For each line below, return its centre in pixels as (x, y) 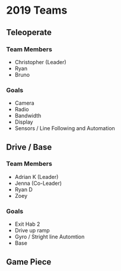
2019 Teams (37, 10)
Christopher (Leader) (40, 62)
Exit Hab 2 (27, 224)
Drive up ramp (32, 231)
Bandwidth (28, 116)
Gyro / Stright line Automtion (50, 237)
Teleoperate (29, 32)
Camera (24, 103)
